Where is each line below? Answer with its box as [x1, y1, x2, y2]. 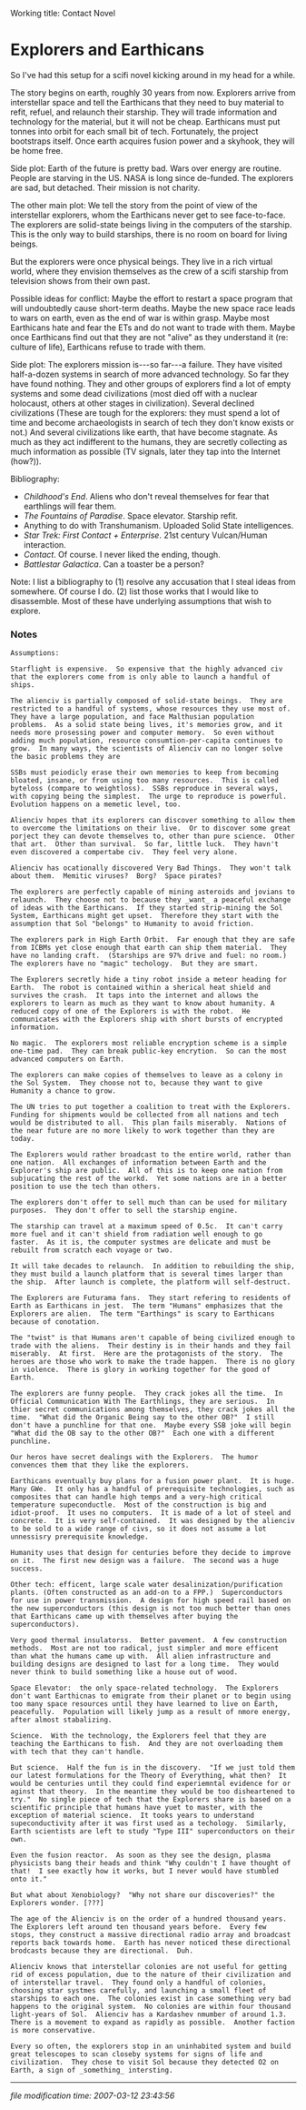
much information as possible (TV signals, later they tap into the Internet [10, 446, 281, 457]
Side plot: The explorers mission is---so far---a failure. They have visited [10, 358, 282, 369]
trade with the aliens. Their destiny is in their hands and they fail [10, 1341, 291, 1350]
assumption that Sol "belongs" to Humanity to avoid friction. [10, 919, 255, 929]
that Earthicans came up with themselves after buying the [10, 1612, 239, 1621]
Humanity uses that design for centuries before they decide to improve [10, 1549, 291, 1558]
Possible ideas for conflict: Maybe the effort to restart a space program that [10, 293, 293, 304]
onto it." [10, 1874, 48, 1884]
